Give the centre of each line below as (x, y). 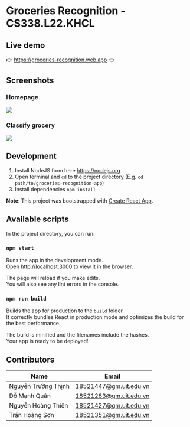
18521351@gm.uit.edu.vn (112, 415)
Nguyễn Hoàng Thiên (39, 406)
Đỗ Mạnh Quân (30, 396)
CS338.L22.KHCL (51, 23)
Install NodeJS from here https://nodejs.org (68, 170)
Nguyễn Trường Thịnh (39, 386)
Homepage (22, 97)
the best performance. (33, 324)
